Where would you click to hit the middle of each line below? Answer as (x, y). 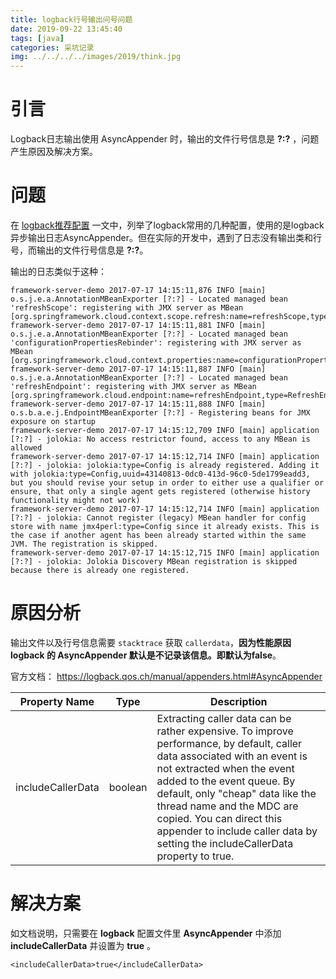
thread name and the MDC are (227, 806)
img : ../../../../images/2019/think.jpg (96, 57)
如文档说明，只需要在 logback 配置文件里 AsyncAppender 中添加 (146, 933)
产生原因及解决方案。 (54, 152)
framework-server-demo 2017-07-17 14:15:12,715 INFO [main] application (165, 553)
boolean (128, 787)
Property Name (57, 701)
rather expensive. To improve (225, 731)
